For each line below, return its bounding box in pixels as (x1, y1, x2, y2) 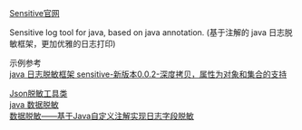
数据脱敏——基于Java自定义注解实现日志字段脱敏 (9, 111, 195, 121)
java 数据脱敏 (9, 99, 59, 110)
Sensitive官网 (9, 8, 60, 18)
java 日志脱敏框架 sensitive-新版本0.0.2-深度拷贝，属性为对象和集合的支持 (9, 69, 287, 79)
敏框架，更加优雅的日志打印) (9, 39, 116, 49)
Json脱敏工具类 (9, 88, 68, 98)
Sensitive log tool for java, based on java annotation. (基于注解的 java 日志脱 (9, 27, 293, 38)
